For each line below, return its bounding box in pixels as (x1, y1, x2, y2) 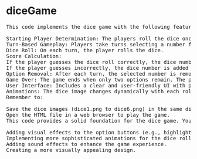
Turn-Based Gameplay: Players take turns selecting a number (6, 41, 186, 48)
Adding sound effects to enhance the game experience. (6, 141, 167, 147)
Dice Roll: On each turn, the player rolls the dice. (6, 47, 164, 53)
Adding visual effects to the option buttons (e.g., (6, 129, 161, 136)
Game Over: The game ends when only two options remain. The (6, 76, 186, 83)
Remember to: (6, 94, 44, 100)
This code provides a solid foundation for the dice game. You (6, 117, 192, 124)
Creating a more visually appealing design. (6, 147, 137, 153)
